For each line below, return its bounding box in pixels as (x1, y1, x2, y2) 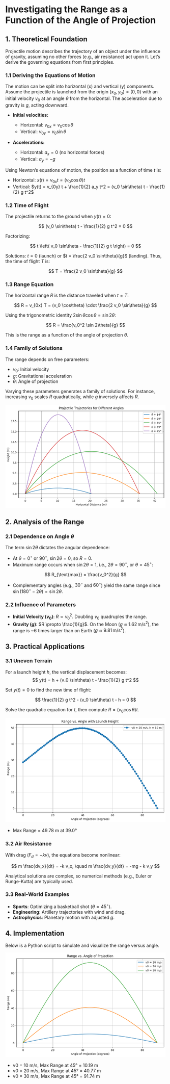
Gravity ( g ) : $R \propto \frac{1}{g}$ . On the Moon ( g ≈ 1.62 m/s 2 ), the (12, 620, 159, 627)
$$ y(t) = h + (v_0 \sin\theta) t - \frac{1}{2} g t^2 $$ (32, 677, 139, 683)
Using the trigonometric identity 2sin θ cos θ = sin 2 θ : (5, 312, 116, 318)
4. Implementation (5, 929, 65, 938)
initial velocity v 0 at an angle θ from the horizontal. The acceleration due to (5, 95, 162, 102)
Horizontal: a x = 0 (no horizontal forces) (20, 149, 105, 157)
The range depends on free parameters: (5, 356, 90, 363)
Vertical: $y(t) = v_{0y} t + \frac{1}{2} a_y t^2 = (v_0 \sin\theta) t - (12, 184, 149, 190)
